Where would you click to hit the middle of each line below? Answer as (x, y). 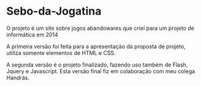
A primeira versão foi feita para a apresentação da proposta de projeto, (96, 46)
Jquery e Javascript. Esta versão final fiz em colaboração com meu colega (101, 71)
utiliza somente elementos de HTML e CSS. (61, 52)
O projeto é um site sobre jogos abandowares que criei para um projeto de (100, 28)
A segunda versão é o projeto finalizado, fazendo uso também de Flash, (97, 65)
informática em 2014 (32, 34)
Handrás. (18, 77)
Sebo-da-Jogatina (54, 11)
